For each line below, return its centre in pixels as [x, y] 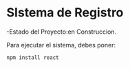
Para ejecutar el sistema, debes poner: [61, 45]
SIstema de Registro [65, 13]
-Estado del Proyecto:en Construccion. [62, 32]
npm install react [33, 57]
